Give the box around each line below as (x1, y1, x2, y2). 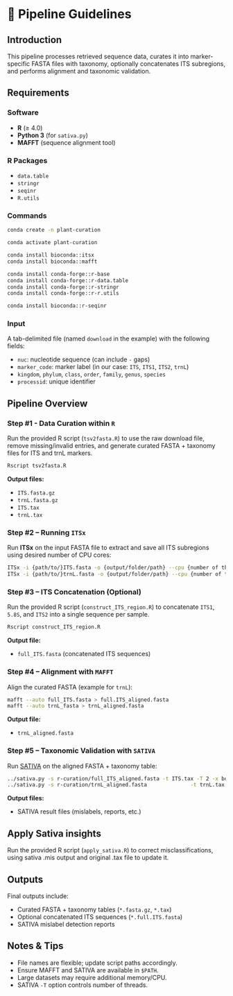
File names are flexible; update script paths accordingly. (17, 959, 178, 967)
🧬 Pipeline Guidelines (7, 6, 132, 22)
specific (7, 60, 31, 68)
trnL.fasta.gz (17, 497, 58, 504)
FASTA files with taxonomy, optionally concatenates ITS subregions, (31, 60, 225, 68)
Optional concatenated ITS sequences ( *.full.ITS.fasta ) (17, 912, 183, 921)
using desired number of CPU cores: (7, 551, 112, 559)
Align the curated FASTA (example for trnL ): (7, 682, 133, 691)
